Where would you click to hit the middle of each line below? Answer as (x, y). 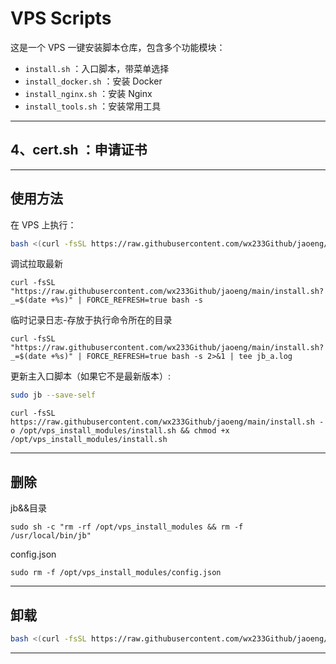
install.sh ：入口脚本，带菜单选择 (97, 68)
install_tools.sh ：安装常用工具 (93, 106)
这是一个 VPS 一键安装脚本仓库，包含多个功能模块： (118, 47)
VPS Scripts (61, 18)
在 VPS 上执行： (43, 224)
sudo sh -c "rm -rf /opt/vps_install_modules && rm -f (127, 527)
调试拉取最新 (36, 264)
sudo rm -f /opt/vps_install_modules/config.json (116, 573)
